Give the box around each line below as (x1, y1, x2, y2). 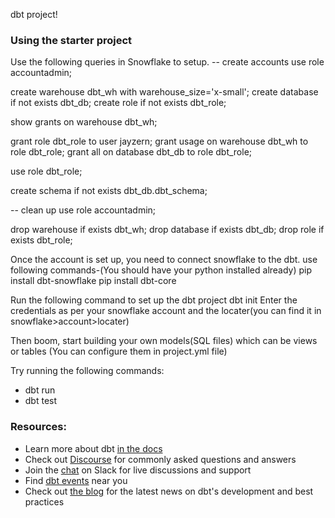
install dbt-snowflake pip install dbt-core (10, 275, 177, 287)
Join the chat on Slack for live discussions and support (24, 464, 252, 476)
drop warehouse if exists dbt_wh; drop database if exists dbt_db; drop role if (10, 224, 325, 236)
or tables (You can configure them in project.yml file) (10, 345, 228, 358)
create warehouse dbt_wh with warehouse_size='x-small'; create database (10, 86, 319, 98)
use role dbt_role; (10, 165, 83, 178)
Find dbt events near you (24, 474, 128, 486)
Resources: (10, 420, 67, 434)
